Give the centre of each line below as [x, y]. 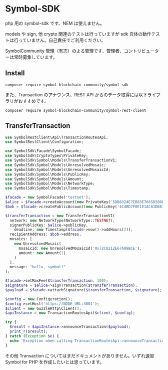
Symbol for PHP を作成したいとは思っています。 [54, 362]
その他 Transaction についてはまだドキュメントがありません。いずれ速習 [80, 355]
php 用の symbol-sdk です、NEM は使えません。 [55, 23]
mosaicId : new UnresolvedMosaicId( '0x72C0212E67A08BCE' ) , [80, 248]
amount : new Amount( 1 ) [42, 253]
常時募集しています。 [35, 57]
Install [15, 73]
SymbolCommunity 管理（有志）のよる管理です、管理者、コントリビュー [80, 51]
